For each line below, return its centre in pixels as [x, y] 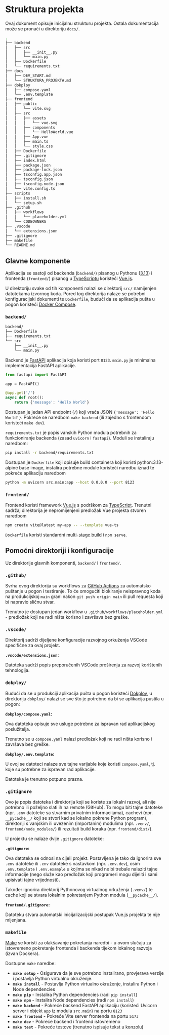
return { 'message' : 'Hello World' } [52, 403]
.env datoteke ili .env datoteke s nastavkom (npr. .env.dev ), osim [73, 863]
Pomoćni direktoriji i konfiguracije [59, 551]
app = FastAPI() [22, 384]
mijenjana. [16, 920]
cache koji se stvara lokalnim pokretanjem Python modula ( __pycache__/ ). [82, 895]
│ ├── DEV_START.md [28, 75]
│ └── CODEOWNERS [26, 222]
